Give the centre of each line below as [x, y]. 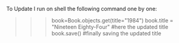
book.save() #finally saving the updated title [106, 33]
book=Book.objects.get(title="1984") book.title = [113, 20]
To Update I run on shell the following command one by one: [82, 9]
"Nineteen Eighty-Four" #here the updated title [110, 27]
